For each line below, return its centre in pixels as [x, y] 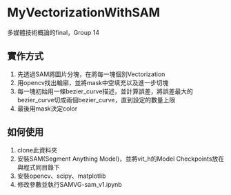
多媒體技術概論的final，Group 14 [53, 32]
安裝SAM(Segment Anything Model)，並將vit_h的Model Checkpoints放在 [121, 159]
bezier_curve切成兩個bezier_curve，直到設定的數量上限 [96, 100]
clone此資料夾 [37, 150]
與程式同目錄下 [38, 167]
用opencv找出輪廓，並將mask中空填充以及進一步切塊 [93, 82]
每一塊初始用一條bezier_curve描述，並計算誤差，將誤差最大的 [105, 91]
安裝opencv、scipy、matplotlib [61, 176]
